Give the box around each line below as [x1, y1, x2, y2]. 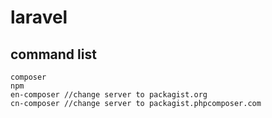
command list [10, 46, 97, 63]
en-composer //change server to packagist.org [10, 90, 208, 100]
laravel [10, 6, 68, 29]
